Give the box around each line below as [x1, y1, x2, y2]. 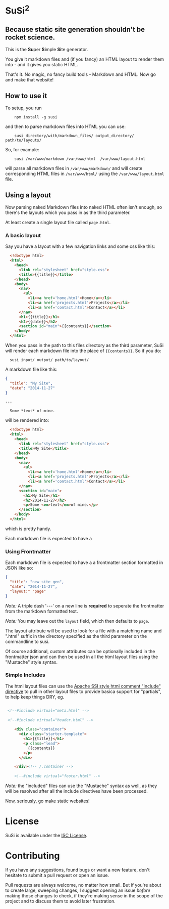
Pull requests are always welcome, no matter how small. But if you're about [5, 882, 161, 888]
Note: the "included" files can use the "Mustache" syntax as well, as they [5, 783, 157, 789]
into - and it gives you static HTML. [5, 62, 78, 68]
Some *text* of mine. [10, 408, 55, 413]
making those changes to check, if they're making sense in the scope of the [5, 892, 163, 898]
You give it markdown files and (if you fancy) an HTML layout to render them [5, 56, 164, 62]
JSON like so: [5, 565, 34, 571]
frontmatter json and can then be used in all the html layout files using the [5, 654, 158, 660]
